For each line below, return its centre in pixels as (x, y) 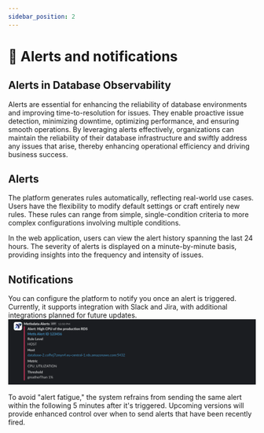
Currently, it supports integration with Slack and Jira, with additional (118, 307)
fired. (17, 422)
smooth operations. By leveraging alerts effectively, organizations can (121, 129)
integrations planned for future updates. (73, 315)
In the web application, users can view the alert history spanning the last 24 (131, 238)
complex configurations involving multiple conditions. (95, 223)
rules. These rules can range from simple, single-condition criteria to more (128, 215)
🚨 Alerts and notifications (93, 56)
